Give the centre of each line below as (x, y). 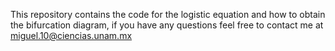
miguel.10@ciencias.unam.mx (71, 35)
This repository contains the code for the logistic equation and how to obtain (168, 14)
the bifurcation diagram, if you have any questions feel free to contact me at (167, 25)
